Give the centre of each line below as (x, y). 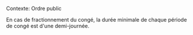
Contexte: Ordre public (34, 8)
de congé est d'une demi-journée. (48, 26)
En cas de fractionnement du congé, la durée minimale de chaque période (97, 20)
